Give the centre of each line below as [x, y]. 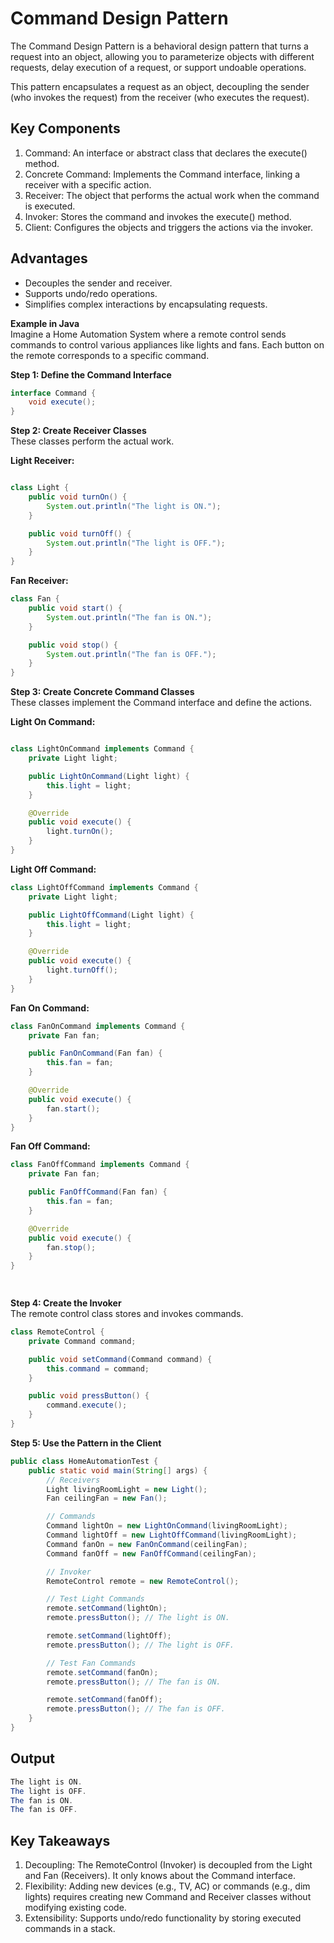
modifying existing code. [75, 1908]
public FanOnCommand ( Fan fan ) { [95, 1053]
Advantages [49, 258]
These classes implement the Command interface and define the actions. [161, 703]
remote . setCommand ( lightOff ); [109, 1636]
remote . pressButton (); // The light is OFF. [140, 1645]
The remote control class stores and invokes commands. [127, 1314]
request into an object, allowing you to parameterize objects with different [162, 56]
